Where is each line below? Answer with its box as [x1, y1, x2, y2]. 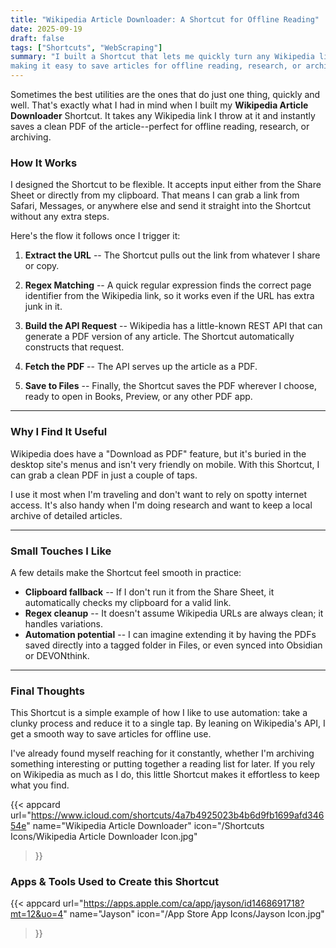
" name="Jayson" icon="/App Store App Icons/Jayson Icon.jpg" [63, 908, 325, 920]
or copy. [24, 260, 60, 272]
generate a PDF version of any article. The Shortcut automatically [24, 331, 295, 343]
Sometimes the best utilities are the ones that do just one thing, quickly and [10, 89, 321, 100]
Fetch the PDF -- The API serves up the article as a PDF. [24, 361, 258, 373]
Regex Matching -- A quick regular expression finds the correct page [24, 279, 312, 291]
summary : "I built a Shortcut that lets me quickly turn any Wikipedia [10, 52, 315, 62]
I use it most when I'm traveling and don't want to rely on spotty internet [10, 488, 307, 500]
